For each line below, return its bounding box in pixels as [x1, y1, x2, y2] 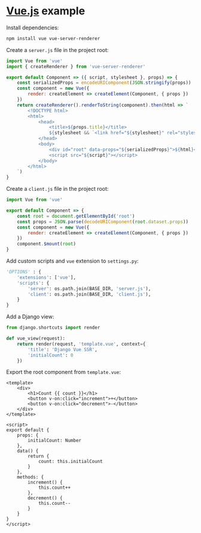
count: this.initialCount [38, 459, 103, 465]
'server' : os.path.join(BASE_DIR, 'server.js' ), [28, 285, 151, 291]
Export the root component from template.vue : [6, 368, 121, 376]
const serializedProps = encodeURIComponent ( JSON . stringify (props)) [17, 80, 191, 86]
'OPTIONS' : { [6, 269, 42, 275]
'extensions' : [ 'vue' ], [17, 274, 77, 281]
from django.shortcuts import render [6, 325, 100, 331]
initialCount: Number [28, 438, 82, 444]
